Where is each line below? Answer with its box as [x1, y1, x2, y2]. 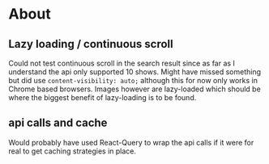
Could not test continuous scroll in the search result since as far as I [8, 58, 235, 68]
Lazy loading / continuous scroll [8, 37, 173, 51]
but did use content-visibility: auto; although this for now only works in [8, 76, 258, 85]
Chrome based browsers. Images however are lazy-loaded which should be [8, 84, 261, 94]
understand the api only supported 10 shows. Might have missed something [8, 67, 262, 77]
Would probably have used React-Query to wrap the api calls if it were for [8, 137, 254, 147]
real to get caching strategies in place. [8, 146, 136, 156]
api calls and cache [8, 116, 108, 130]
